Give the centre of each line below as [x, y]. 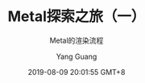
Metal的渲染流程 [77, 40]
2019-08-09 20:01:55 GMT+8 [77, 72]
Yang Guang [77, 56]
